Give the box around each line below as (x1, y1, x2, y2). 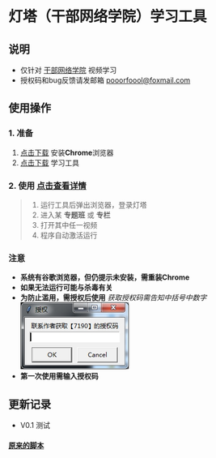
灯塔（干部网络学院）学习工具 (8, 7, 208, 26)
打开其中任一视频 (40, 220, 98, 229)
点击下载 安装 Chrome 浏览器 (19, 148, 114, 157)
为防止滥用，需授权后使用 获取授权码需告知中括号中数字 (19, 293, 207, 302)
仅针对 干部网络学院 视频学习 (19, 66, 117, 75)
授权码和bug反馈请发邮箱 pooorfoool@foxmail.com (19, 75, 191, 85)
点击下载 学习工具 (19, 157, 79, 167)
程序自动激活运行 (40, 230, 98, 240)
